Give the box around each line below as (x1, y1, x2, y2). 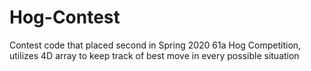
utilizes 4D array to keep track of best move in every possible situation (9, 49, 300, 61)
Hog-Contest (9, 6, 121, 29)
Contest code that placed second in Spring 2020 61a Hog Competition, (9, 39, 302, 51)
